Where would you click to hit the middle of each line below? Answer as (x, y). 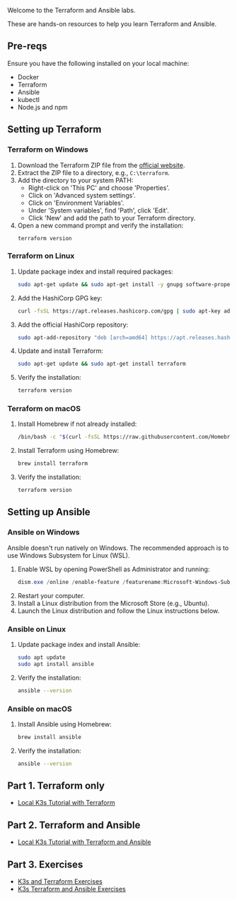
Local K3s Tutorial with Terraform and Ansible (84, 842)
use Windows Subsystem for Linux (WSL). (69, 555)
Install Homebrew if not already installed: (77, 424)
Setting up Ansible (49, 512)
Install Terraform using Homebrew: (68, 451)
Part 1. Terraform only (56, 786)
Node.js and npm (42, 107)
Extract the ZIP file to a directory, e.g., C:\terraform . (93, 172)
